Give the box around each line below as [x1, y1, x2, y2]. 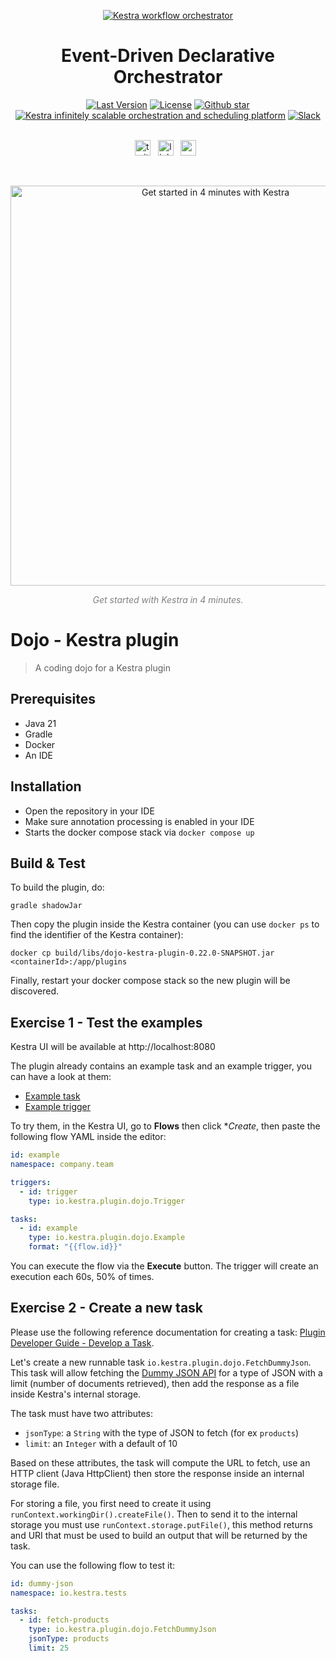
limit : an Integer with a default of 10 [24, 1437, 178, 1449]
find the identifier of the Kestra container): [10, 929, 184, 941]
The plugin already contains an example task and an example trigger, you [10, 1060, 312, 1072]
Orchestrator [113, 66, 223, 89]
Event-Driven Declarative [61, 45, 275, 67]
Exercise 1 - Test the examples [10, 1014, 203, 1031]
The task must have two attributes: [10, 1407, 154, 1419]
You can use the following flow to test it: [10, 1559, 176, 1571]
